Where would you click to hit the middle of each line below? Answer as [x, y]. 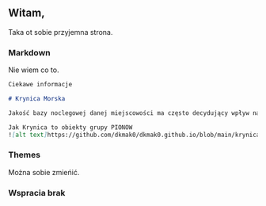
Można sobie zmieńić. [44, 172]
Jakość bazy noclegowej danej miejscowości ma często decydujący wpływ [129, 113]
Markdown [29, 52]
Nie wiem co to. [34, 70]
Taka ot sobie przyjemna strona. [61, 32]
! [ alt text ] [28, 135]
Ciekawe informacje [40, 85]
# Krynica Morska [37, 98]
